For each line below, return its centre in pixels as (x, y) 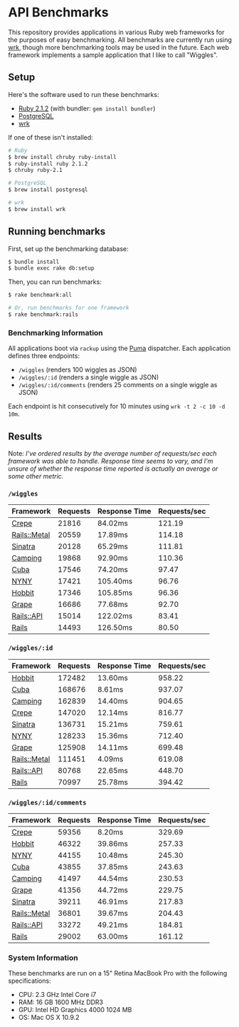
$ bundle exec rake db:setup (51, 268)
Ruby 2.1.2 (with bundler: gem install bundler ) (87, 108)
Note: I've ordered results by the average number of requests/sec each (113, 454)
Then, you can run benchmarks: (55, 282)
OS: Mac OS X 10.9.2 (49, 1018)
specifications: (30, 981)
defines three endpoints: (44, 356)
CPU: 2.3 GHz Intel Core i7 (57, 995)
